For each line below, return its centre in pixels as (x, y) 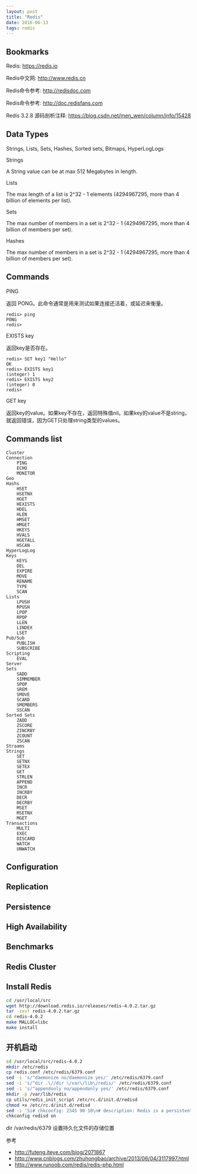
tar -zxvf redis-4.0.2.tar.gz (43, 1011)
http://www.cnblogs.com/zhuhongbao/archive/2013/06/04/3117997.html (102, 1159)
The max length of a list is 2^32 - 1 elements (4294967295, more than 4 (93, 194)
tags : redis (21, 28)
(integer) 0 (21, 385)
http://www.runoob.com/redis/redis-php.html (69, 1165)
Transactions (22, 823)
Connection (19, 458)
